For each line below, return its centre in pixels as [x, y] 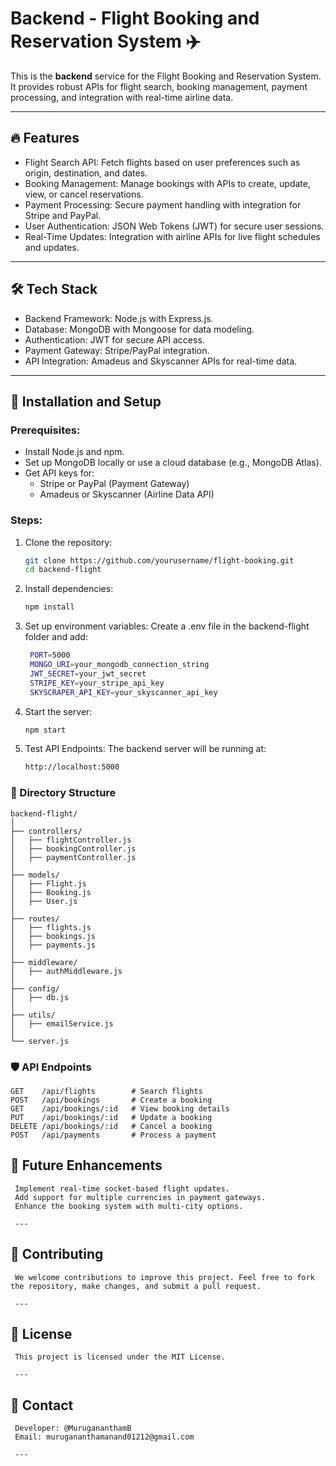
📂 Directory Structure [63, 793]
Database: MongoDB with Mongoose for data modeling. [139, 329]
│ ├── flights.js [51, 927]
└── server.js [40, 1041]
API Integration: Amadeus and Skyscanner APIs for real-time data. [161, 361]
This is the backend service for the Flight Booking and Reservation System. [166, 76]
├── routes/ [35, 918]
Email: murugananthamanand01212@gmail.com [104, 1437]
